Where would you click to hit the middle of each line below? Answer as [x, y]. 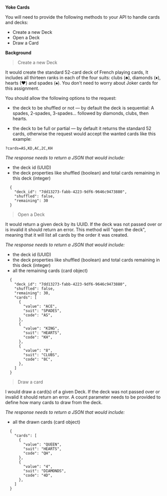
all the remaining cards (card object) [50, 270]
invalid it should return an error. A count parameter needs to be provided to [83, 397]
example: [22, 139]
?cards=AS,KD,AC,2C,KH [29, 148]
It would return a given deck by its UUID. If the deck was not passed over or [84, 224]
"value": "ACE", [40, 306]
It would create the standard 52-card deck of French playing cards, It [77, 72]
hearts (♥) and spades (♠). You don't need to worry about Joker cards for [82, 83]
